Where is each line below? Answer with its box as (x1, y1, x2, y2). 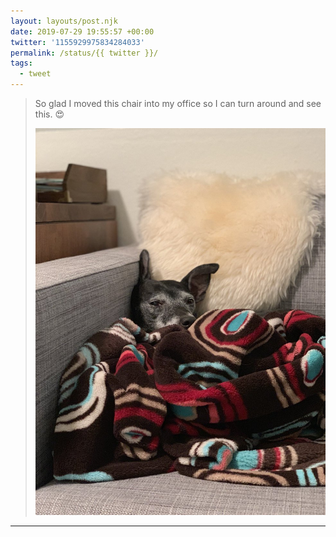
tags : (10, 58, 33, 69)
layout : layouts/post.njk (10, 16, 118, 26)
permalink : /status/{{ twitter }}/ (10, 48, 159, 58)
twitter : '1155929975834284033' (10, 37, 145, 47)
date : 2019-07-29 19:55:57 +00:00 (10, 26, 155, 37)
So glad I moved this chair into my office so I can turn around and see (34, 98, 322, 109)
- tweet (19, 69, 52, 79)
